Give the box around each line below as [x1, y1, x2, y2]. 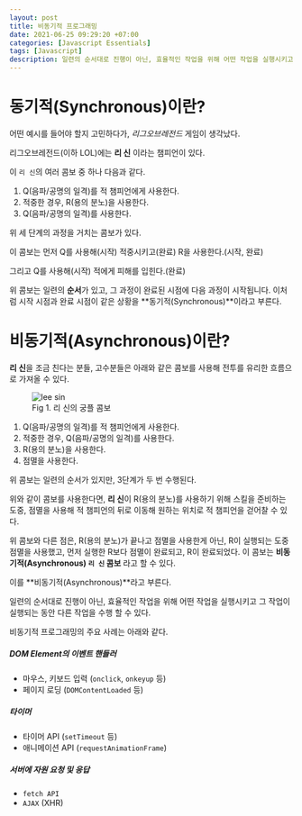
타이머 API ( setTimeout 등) [22, 730, 118, 741]
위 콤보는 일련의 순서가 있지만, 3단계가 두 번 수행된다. [9, 474, 197, 485]
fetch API [22, 789, 60, 798]
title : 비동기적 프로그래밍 [9, 22, 97, 31]
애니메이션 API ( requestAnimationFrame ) [22, 742, 167, 753]
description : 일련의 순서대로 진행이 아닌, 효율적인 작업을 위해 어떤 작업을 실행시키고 [9, 55, 294, 64]
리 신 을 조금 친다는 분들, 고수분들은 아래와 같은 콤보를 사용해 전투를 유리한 [9, 362, 269, 373]
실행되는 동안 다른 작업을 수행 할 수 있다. [9, 607, 151, 618]
